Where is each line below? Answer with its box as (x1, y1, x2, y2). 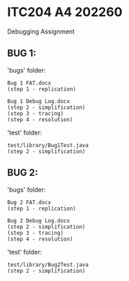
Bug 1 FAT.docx (7, 79, 52, 86)
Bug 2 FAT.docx (7, 199, 52, 206)
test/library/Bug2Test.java (7, 261, 89, 268)
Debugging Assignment (7, 27, 75, 36)
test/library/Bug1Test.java (7, 142, 89, 149)
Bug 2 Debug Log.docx (7, 217, 70, 224)
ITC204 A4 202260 (7, 4, 123, 20)
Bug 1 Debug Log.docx (7, 98, 70, 105)
